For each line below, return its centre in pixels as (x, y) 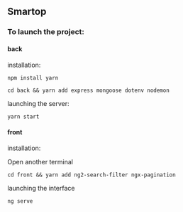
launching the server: (38, 103)
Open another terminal (40, 161)
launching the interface (41, 188)
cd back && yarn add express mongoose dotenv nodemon (89, 90)
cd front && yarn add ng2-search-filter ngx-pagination (91, 175)
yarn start (23, 117)
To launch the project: (46, 32)
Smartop (27, 12)
